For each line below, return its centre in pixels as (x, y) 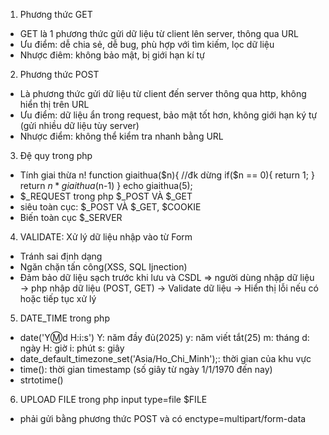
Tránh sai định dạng (61, 256)
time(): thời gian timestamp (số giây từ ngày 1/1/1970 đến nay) (146, 369)
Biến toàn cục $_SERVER (71, 217)
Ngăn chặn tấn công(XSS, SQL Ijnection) (103, 267)
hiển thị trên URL (54, 104)
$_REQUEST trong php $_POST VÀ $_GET (106, 196)
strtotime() (41, 380)
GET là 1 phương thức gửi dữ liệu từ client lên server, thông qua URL (159, 33)
